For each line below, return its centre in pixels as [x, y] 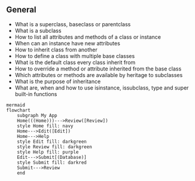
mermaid [16, 105]
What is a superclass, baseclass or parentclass [73, 24]
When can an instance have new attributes [68, 43]
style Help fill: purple [48, 152]
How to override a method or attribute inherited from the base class [98, 69]
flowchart [19, 110]
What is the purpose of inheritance [58, 81]
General [22, 10]
